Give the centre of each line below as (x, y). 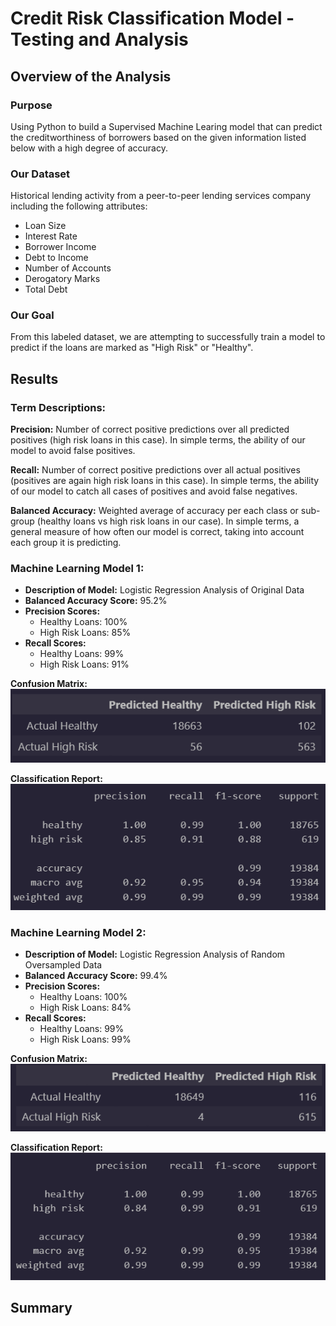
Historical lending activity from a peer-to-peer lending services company (161, 196)
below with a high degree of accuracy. (89, 148)
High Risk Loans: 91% (84, 664)
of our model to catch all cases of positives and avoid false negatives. (154, 491)
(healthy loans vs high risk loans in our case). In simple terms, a (168, 521)
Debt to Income (56, 258)
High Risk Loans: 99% (85, 1039)
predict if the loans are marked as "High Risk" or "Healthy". (132, 348)
